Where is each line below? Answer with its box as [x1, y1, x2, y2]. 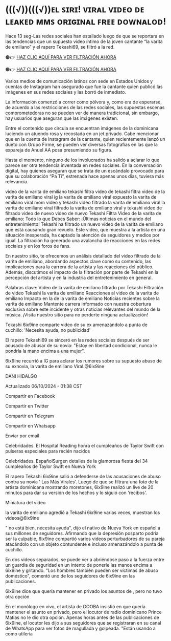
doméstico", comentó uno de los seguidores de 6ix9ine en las [5, 572, 135, 579]
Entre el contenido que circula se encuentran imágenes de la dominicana [5, 125, 159, 131]
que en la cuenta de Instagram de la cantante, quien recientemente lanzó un [5, 136, 166, 142]
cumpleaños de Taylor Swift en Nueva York [5, 463, 96, 469]
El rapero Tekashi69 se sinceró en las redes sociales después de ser [5, 337, 150, 343]
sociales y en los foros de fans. [5, 243, 71, 249]
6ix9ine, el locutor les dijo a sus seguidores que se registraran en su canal [5, 619, 162, 626]
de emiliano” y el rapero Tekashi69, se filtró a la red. [5, 44, 115, 50]
